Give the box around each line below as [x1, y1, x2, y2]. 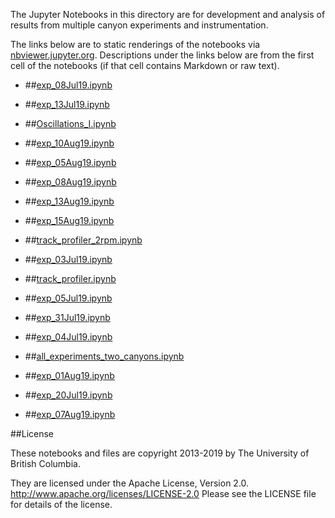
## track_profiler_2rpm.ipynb [24, 234, 143, 246]
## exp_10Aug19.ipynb [24, 137, 115, 149]
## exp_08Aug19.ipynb [24, 176, 117, 188]
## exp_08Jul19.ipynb [24, 79, 113, 91]
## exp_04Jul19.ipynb [24, 331, 113, 343]
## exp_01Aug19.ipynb [24, 370, 115, 381]
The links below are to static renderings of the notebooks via [10, 39, 261, 50]
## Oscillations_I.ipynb [24, 118, 117, 129]
